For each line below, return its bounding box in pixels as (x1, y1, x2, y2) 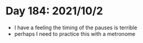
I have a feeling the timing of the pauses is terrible (14, 24, 138, 31)
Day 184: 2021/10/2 (5, 4, 104, 18)
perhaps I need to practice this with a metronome (14, 30, 135, 37)
